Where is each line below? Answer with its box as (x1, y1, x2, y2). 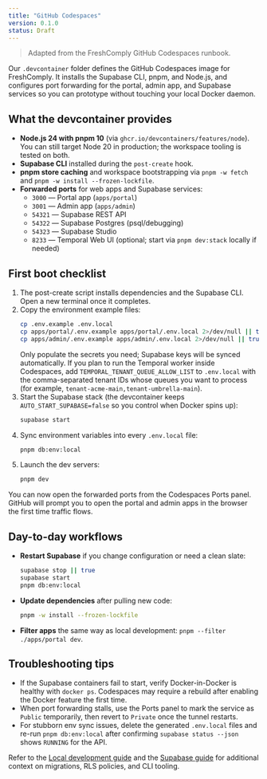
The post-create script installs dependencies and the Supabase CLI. (19, 288, 245, 297)
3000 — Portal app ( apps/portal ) (31, 193, 138, 203)
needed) (31, 244, 60, 254)
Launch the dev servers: (19, 460, 100, 470)
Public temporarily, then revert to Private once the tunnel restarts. (19, 712, 238, 722)
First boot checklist (8, 266, 106, 280)
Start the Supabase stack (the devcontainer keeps (19, 391, 185, 401)
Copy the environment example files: (19, 305, 141, 314)
